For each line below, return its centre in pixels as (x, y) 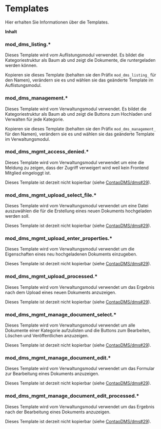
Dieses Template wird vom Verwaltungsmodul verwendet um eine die (75, 162)
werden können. (21, 65)
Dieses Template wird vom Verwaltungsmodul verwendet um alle (70, 325)
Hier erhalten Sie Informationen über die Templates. (57, 22)
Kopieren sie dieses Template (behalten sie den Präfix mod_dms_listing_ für (81, 75)
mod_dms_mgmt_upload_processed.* (51, 277)
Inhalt (11, 31)
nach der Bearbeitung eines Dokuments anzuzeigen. (58, 412)
